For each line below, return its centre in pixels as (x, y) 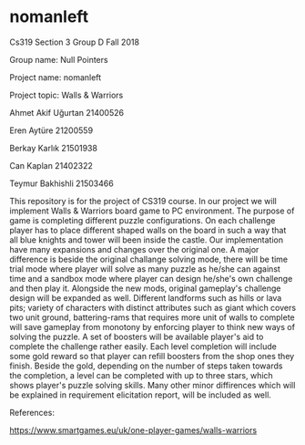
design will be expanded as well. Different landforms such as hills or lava (146, 297)
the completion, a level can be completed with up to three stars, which (141, 375)
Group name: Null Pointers (59, 59)
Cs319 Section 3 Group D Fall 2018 (74, 42)
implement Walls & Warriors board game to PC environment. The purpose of (152, 211)
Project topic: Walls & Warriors (66, 95)
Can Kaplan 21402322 (51, 165)
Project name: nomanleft (56, 77)
